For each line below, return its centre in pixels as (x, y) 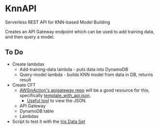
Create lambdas (28, 64)
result (25, 79)
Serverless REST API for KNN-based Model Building (58, 22)
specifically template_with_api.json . (55, 95)
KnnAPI (21, 9)
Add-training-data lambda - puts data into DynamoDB (74, 69)
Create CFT (24, 85)
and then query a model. (30, 37)
